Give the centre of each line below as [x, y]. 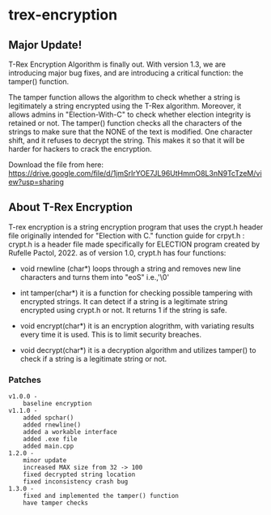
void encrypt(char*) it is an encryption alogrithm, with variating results [137, 325]
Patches [25, 380]
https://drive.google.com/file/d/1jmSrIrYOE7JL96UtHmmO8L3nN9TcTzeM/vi [135, 173]
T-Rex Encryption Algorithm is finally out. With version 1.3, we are [117, 64]
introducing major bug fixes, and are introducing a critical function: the [126, 73]
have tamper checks [56, 503]
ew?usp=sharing [36, 182]
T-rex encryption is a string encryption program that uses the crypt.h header [136, 227]
